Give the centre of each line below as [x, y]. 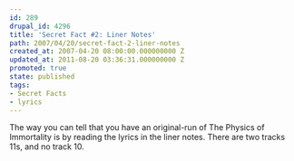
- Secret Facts [38, 93]
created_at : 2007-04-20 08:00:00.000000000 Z [97, 52]
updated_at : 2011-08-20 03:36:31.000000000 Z [97, 60]
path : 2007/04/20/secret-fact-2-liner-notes [95, 43]
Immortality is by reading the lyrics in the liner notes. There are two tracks [147, 137]
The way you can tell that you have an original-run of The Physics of [137, 128]
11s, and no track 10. [47, 147]
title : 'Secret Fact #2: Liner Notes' [83, 34]
